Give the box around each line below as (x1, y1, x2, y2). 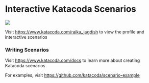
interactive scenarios (5, 34, 48, 40)
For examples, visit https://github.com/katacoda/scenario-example (5, 72, 140, 78)
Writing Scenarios (5, 46, 49, 53)
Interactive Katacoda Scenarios (5, 3, 136, 15)
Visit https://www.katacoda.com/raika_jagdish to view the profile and (5, 28, 145, 35)
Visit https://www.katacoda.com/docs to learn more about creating (5, 57, 140, 63)
